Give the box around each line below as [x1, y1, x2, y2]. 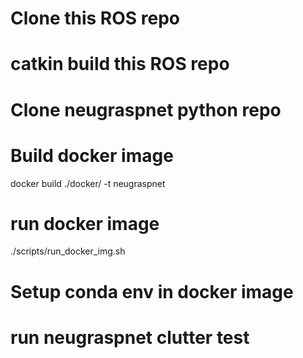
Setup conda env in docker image [10, 280, 294, 303]
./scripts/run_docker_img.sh [10, 245, 126, 257]
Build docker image [10, 144, 174, 167]
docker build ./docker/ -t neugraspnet [10, 177, 166, 189]
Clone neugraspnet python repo [10, 98, 282, 121]
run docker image [10, 212, 160, 235]
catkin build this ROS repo [10, 53, 230, 76]
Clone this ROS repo [10, 7, 181, 30]
